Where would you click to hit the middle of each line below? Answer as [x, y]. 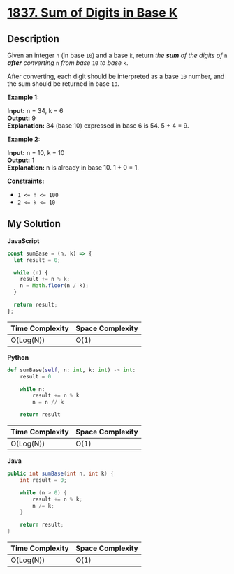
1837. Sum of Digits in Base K [93, 13]
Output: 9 [22, 118]
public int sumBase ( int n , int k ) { [60, 474]
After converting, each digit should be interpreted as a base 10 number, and [116, 76]
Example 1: [23, 97]
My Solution [34, 224]
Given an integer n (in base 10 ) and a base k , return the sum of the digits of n [117, 55]
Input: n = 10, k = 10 [36, 153]
